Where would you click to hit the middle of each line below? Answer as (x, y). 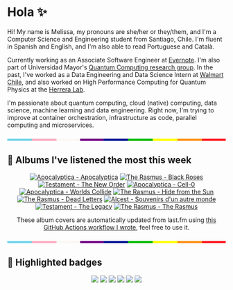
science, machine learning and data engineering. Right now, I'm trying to (111, 110)
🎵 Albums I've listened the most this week (100, 160)
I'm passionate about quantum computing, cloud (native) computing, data (112, 103)
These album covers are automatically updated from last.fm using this (116, 220)
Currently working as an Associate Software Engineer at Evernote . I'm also (114, 60)
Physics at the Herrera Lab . (46, 89)
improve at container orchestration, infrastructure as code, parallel (102, 117)
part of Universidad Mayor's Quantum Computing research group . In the (110, 67)
